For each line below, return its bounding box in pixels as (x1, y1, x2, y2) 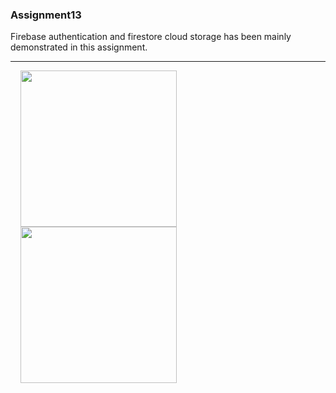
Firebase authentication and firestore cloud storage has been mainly (10, 31, 292, 43)
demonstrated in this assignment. (10, 41, 148, 53)
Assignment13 (10, 8, 82, 22)
